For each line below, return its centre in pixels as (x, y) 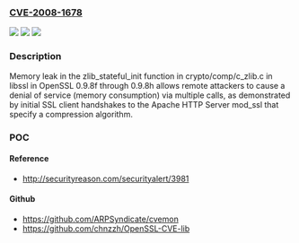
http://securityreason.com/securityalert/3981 (106, 178)
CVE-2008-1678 (46, 13)
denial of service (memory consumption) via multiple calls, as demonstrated (150, 95)
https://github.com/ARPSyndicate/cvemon (101, 219)
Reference (29, 159)
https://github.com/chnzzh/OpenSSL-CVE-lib (106, 228)
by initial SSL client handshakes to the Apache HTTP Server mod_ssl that (144, 104)
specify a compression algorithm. (71, 114)
